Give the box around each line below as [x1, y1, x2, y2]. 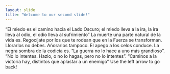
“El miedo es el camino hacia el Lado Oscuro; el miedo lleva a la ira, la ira [5, 26, 159, 32]
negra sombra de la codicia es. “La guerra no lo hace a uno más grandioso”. [5, 48, 165, 54]
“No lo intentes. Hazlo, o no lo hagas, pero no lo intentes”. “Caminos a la [5, 53, 157, 59]
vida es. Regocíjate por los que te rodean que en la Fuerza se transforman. [5, 36, 162, 43]
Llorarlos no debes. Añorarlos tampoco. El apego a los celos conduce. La [5, 42, 159, 48]
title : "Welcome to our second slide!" [5, 12, 90, 17]
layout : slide [5, 7, 36, 13]
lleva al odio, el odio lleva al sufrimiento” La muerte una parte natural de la [5, 31, 161, 38]
